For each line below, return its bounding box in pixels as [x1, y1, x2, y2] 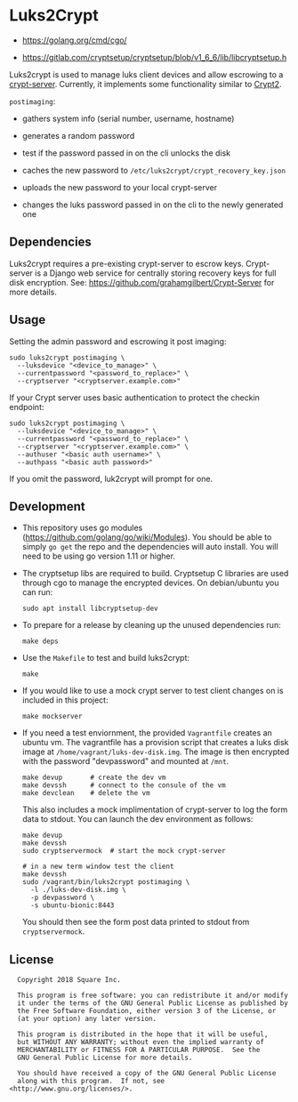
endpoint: [9, 401, 44, 412]
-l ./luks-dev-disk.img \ [30, 886, 126, 895]
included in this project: [21, 695, 109, 705]
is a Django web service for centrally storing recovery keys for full [35, 268, 277, 278]
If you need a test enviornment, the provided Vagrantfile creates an [21, 728, 273, 738]
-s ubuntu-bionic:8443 [30, 901, 115, 910]
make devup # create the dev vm [21, 773, 166, 783]
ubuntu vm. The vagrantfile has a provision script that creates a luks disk [21, 737, 289, 748]
